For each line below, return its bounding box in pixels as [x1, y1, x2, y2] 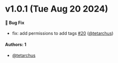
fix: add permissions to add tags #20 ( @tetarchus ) [12, 31, 114, 36]
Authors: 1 [5, 41, 27, 47]
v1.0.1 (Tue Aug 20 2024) [5, 3, 108, 15]
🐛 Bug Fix [5, 19, 24, 25]
